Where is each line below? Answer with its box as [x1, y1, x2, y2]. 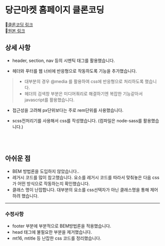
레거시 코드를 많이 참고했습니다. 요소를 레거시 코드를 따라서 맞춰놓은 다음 [12, 174, 151, 180]
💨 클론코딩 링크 [5, 22, 33, 27]
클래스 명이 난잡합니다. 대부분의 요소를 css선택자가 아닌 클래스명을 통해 [12, 187, 149, 192]
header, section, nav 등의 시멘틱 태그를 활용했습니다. [12, 57, 115, 63]
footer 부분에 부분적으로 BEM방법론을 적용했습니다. [12, 223, 111, 229]
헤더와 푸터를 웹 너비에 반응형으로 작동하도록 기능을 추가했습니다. [12, 68, 137, 74]
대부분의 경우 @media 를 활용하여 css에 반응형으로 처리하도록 [24, 78, 144, 84]
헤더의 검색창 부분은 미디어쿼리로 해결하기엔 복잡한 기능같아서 [24, 90, 143, 96]
